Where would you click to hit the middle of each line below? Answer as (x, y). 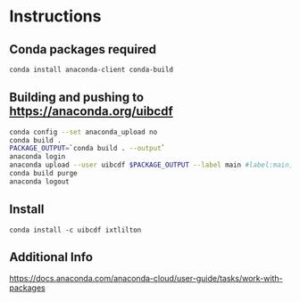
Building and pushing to (77, 98)
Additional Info (51, 257)
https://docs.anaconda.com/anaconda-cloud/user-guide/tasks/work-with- (146, 279)
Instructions (55, 16)
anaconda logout (39, 181)
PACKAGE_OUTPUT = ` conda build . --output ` (87, 149)
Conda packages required (83, 49)
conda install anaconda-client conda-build (92, 69)
